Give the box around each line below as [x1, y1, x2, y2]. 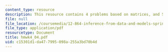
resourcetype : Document [5, 30, 55, 35]
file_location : [5, 21, 37, 26]
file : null [5, 16, 28, 21]
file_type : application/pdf [5, 26, 64, 31]
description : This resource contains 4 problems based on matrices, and [5, 12, 160, 17]
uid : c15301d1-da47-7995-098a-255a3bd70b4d [5, 40, 97, 45]
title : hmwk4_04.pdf [5, 35, 48, 40]
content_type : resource [5, 7, 55, 12]
